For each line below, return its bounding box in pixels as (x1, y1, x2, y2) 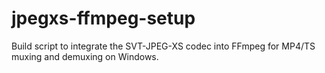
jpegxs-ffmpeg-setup (11, 7, 196, 30)
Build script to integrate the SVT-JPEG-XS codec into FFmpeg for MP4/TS (11, 40, 316, 52)
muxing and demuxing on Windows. (11, 50, 159, 62)
